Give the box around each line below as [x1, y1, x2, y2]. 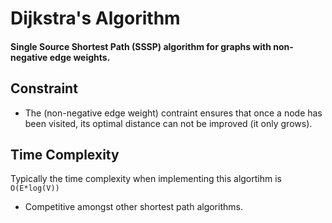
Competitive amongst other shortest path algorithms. [24, 201, 243, 213]
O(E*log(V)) [10, 183, 60, 194]
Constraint [10, 80, 78, 97]
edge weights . [49, 51, 111, 63]
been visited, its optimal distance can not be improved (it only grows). [24, 117, 313, 129]
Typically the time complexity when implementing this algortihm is [10, 173, 282, 185]
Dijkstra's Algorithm [10, 7, 181, 30]
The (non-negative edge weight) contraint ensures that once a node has [24, 107, 323, 119]
